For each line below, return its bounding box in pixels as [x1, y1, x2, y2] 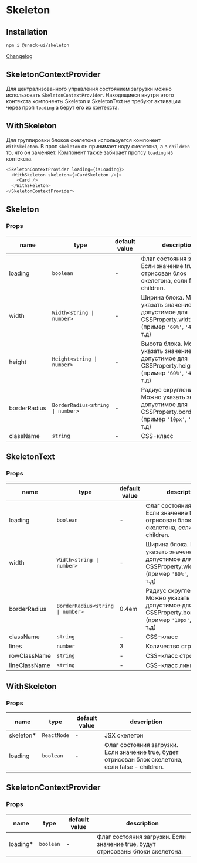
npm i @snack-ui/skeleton [6, 42, 69, 48]
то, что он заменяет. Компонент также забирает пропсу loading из [6, 149, 174, 156]
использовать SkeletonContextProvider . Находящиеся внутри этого [6, 91, 174, 98]
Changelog [6, 53, 33, 59]
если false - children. [104, 763, 164, 771]
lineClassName [9, 661, 51, 670]
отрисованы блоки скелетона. [96, 847, 183, 855]
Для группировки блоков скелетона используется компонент [6, 136, 161, 144]
